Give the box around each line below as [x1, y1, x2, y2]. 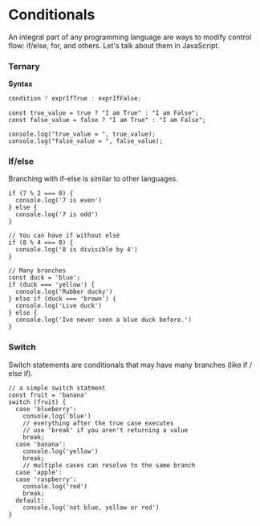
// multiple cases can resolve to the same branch [22, 461, 196, 469]
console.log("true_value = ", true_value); [8, 130, 156, 138]
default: [15, 496, 45, 504]
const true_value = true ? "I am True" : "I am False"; [8, 109, 199, 117]
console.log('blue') [22, 412, 91, 420]
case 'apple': [15, 468, 63, 476]
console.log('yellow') [22, 447, 99, 455]
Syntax [8, 79, 33, 89]
